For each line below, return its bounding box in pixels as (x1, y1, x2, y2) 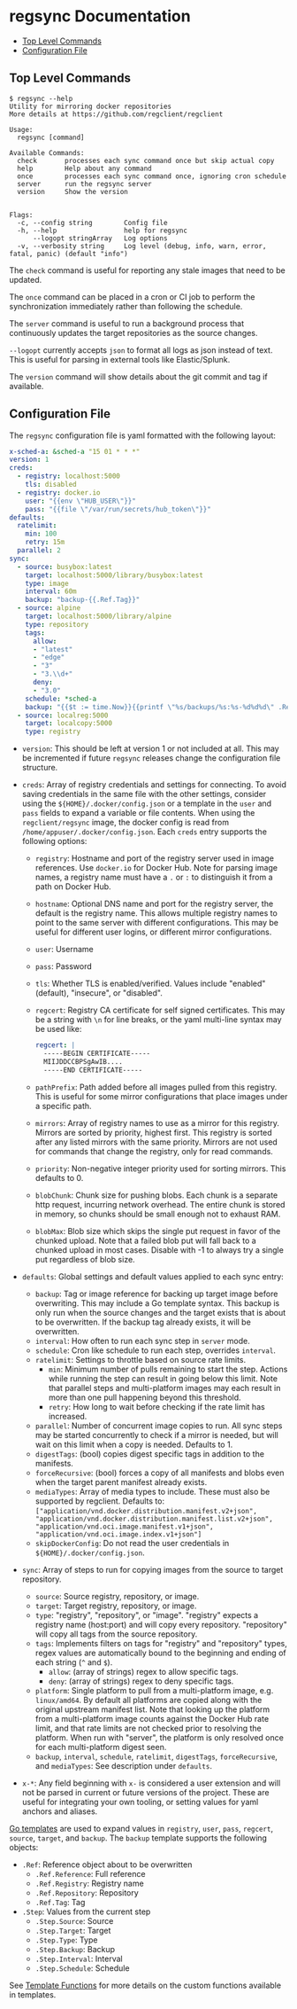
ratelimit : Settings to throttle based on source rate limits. (34, 1354, 247, 1364)
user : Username (34, 944, 95, 955)
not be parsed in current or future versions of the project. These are (21, 1786, 270, 1797)
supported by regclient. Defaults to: (34, 1496, 165, 1506)
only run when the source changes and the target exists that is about (34, 1307, 286, 1317)
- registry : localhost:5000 (17, 472, 121, 481)
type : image (25, 579, 69, 588)
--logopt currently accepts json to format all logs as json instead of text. (9, 344, 273, 356)
